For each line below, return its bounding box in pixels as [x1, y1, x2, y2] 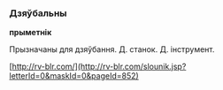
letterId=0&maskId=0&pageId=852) [9, 71, 139, 81]
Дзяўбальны [9, 7, 68, 19]
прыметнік [9, 27, 52, 38]
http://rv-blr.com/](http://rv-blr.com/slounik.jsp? [12, 61, 187, 72]
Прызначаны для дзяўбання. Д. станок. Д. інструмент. [9, 44, 215, 55]
